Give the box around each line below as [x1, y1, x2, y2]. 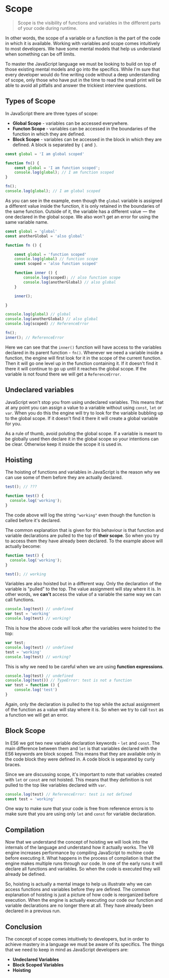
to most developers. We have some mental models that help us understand [5, 45, 161, 52]
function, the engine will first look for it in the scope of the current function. [5, 355, 162, 361]
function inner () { [14, 270, 58, 275]
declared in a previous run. [5, 908, 61, 914]
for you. [5, 421, 22, 427]
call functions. [5, 597, 35, 603]
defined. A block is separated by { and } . [12, 142, 97, 148]
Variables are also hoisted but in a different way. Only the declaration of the [5, 581, 162, 587]
